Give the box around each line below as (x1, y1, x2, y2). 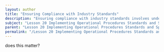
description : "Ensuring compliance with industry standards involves (5, 16, 150, 21)
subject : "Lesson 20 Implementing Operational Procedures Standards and (5, 20, 156, 26)
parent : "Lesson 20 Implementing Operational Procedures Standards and (5, 25, 154, 30)
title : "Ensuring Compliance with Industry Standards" (5, 12, 119, 16)
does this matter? (5, 43, 40, 48)
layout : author (5, 7, 36, 12)
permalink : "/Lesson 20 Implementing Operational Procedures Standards (5, 29, 154, 34)
